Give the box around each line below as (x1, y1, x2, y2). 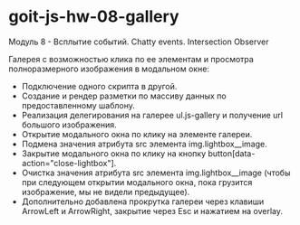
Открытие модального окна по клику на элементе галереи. (21, 128, 253, 139)
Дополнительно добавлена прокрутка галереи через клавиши (21, 196, 265, 207)
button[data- (207, 147, 256, 159)
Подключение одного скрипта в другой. (21, 80, 178, 91)
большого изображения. (21, 119, 117, 130)
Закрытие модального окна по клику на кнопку (21, 147, 207, 159)
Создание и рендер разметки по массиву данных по (21, 90, 227, 101)
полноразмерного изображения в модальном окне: (8, 63, 210, 74)
